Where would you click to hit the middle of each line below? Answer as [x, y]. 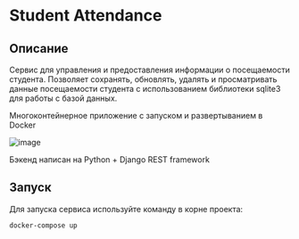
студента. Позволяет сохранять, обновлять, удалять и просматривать [143, 79]
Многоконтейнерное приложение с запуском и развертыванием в [136, 115]
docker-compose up [43, 225]
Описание [39, 49]
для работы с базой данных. [63, 98]
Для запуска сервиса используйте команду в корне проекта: [126, 209]
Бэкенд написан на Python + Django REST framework [109, 160]
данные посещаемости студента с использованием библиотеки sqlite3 [145, 89]
